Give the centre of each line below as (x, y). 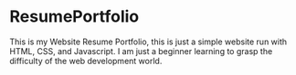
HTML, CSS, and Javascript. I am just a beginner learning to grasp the (141, 51)
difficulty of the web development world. (86, 61)
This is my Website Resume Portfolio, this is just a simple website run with (148, 42)
